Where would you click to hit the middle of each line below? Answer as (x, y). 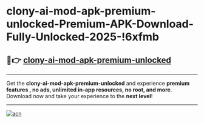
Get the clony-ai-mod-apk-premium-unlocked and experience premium (98, 83)
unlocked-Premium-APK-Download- (100, 24)
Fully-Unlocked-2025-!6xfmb (83, 37)
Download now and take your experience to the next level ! (80, 96)
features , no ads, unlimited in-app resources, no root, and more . (89, 90)
